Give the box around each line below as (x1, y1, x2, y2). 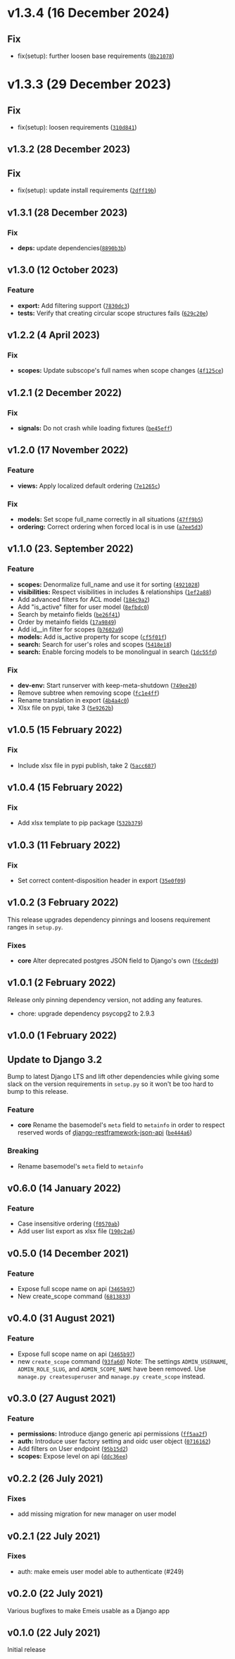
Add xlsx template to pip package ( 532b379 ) (17, 819, 144, 827)
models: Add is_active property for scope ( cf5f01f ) (17, 632, 167, 641)
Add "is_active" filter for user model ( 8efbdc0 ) (17, 603, 150, 611)
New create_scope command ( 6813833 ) (17, 1292, 132, 1301)
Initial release (7, 1646, 46, 1654)
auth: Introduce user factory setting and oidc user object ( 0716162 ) (17, 1437, 211, 1445)
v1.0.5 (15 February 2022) (7, 724, 123, 736)
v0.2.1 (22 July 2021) (7, 1530, 101, 1542)
